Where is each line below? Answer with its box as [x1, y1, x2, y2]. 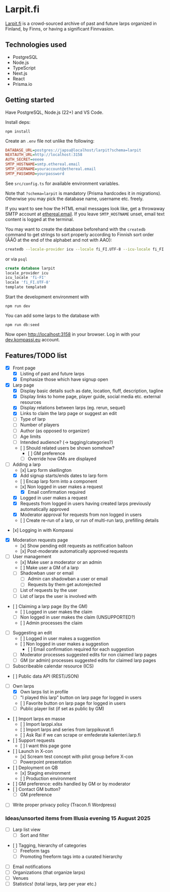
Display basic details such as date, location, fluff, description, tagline [20, 388, 163, 394]
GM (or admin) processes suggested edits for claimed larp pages [20, 657, 156, 663]
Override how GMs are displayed [27, 456, 97, 462]
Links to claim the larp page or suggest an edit [20, 410, 117, 417]
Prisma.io [12, 81, 32, 87]
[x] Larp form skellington [20, 467, 72, 473]
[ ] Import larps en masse [12, 716, 65, 722]
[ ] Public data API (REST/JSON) [12, 673, 79, 679]
